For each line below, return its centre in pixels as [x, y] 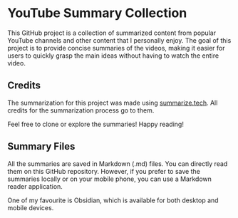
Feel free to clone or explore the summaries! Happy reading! [95, 124]
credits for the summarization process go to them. [81, 110]
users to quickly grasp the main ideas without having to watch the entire [113, 56]
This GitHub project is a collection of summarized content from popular [112, 33]
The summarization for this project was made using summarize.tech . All [113, 103]
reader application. [35, 186]
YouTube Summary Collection [97, 13]
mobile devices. [31, 207]
